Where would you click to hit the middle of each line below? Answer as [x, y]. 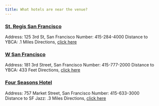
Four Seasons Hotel [29, 82]
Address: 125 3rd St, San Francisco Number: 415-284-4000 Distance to [76, 37]
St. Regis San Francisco [33, 26]
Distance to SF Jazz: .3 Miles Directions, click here [56, 98]
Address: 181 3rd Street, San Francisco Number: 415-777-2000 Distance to [79, 65]
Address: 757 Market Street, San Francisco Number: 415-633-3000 [72, 93]
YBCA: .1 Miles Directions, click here [41, 42]
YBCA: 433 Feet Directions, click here [43, 70]
